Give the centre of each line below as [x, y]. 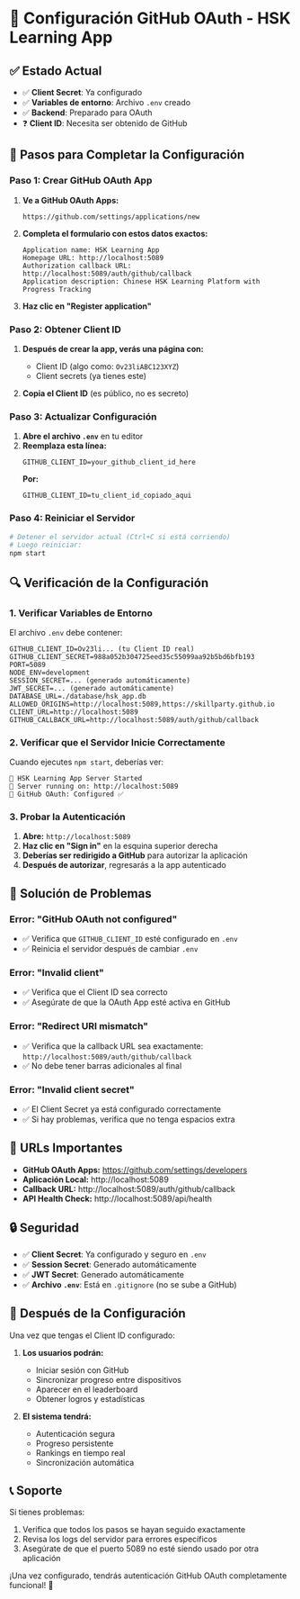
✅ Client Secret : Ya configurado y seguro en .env [114, 1254]
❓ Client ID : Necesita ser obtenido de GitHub [105, 123]
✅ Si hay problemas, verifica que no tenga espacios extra [128, 1119]
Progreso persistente [75, 1443]
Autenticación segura [75, 1433]
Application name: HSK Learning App [91, 250]
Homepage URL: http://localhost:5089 [93, 257]
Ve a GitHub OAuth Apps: [71, 200]
